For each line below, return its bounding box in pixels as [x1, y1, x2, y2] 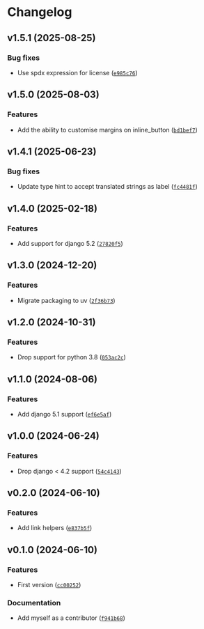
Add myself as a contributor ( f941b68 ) [17, 614, 125, 622]
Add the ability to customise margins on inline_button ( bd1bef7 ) [17, 125, 198, 134]
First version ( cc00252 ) [17, 581, 81, 589]
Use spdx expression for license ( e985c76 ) [17, 68, 138, 77]
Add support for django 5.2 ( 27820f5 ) [17, 239, 123, 247]
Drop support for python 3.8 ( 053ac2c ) [17, 353, 127, 362]
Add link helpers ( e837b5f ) [17, 524, 93, 532]
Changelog [7, 4, 72, 20]
